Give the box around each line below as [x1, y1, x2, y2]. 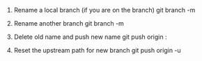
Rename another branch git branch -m [13, 19, 124, 27]
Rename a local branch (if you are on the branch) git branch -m [13, 6, 196, 14]
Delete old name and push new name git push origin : [13, 33, 167, 41]
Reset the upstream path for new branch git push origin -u [13, 46, 181, 54]
